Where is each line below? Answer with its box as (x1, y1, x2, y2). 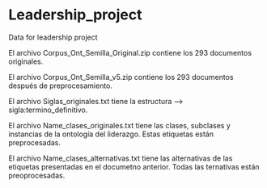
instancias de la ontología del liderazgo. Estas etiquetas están (8, 129, 214, 139)
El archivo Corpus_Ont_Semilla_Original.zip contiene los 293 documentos (8, 48, 252, 57)
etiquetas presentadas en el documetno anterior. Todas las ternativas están (8, 161, 261, 171)
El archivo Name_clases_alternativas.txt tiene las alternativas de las (8, 153, 233, 163)
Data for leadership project (8, 32, 99, 42)
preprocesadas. (8, 137, 61, 147)
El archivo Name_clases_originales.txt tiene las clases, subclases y (8, 120, 231, 130)
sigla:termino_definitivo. (8, 105, 88, 115)
